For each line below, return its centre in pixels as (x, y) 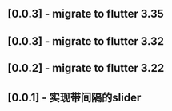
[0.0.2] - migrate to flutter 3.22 (86, 68)
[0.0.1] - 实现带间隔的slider (74, 97)
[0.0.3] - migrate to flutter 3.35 (86, 14)
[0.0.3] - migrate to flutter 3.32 (86, 41)
